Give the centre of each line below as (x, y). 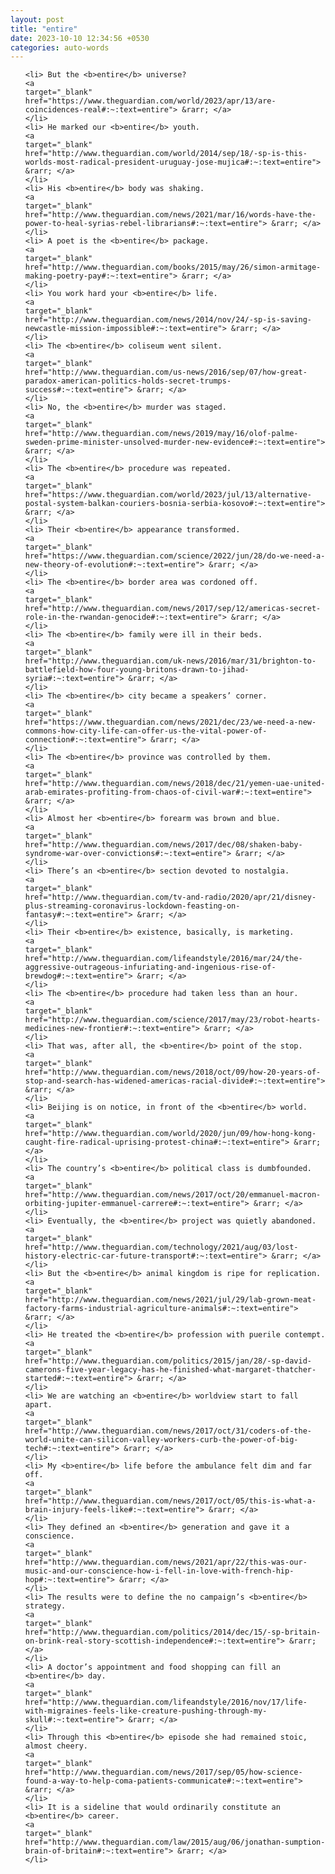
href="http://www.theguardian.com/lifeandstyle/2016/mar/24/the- (163, 959)
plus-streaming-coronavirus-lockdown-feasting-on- (132, 906)
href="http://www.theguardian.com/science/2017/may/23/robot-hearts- (173, 1020)
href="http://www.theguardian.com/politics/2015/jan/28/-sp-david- (168, 1361)
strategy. (45, 1606)
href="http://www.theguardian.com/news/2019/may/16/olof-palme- (161, 434)
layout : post (37, 19)
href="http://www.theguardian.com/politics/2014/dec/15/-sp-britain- (173, 1632)
